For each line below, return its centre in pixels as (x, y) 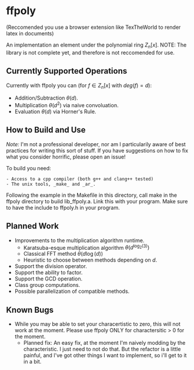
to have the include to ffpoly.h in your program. (63, 207)
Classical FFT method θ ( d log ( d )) (63, 254)
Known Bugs (30, 310)
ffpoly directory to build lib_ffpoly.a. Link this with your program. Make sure (97, 201)
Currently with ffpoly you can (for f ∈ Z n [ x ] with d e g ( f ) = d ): (79, 86)
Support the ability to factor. (48, 273)
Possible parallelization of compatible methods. (72, 291)
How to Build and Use (46, 130)
